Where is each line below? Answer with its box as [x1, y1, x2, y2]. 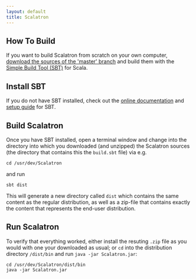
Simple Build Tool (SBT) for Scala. [6, 64, 88, 72]
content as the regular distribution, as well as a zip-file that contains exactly [6, 199, 191, 206]
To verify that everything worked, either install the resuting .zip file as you [6, 238, 187, 245]
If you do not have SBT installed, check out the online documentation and [6, 97, 184, 104]
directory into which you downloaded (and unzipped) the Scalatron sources [6, 142, 190, 150]
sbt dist [6, 181, 28, 188]
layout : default [6, 8, 46, 15]
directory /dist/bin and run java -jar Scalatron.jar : [6, 250, 138, 257]
